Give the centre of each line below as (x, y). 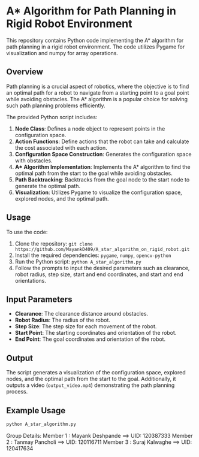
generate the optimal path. (48, 186)
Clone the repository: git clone (54, 243)
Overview (25, 72)
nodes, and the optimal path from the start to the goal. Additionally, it (91, 379)
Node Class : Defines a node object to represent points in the (90, 128)
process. (17, 392)
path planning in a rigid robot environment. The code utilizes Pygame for (96, 47)
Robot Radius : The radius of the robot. (63, 320)
